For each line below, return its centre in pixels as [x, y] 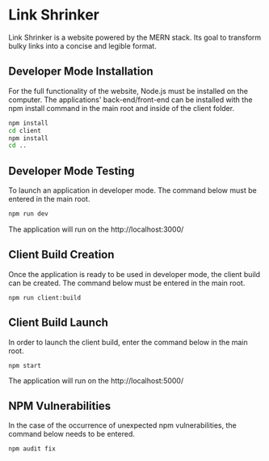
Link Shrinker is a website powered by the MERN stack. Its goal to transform [135, 37]
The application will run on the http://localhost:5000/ [96, 380]
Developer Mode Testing [71, 171]
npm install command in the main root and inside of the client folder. [122, 108]
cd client [25, 130]
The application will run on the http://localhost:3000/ [96, 229]
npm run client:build [45, 297]
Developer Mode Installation [81, 72]
